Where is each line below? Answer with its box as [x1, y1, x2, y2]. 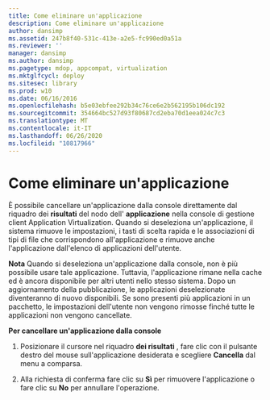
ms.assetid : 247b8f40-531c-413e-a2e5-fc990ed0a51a [8, 34, 182, 43]
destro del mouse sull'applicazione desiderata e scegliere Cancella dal [19, 350, 256, 360]
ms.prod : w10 [8, 86, 52, 95]
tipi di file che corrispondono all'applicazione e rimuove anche [8, 235, 215, 244]
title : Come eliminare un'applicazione [8, 11, 143, 20]
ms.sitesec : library [8, 79, 78, 87]
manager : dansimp [8, 49, 67, 57]
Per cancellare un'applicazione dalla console [8, 326, 162, 335]
